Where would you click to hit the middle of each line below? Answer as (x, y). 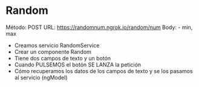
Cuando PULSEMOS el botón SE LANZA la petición (78, 65)
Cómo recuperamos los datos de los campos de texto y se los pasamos (103, 71)
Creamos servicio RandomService (57, 45)
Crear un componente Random (53, 51)
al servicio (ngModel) (41, 77)
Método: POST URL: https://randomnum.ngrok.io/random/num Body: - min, (99, 27)
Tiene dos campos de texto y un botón (63, 58)
